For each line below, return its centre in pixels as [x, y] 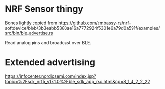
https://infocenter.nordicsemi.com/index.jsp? [50, 76]
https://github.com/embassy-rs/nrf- [95, 23]
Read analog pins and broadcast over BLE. [48, 42]
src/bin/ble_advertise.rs [29, 33]
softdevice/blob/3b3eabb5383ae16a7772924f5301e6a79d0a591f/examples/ [82, 28]
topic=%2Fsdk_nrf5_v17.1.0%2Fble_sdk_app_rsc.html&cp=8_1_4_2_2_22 [78, 81]
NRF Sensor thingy [44, 9]
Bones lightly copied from [31, 23]
